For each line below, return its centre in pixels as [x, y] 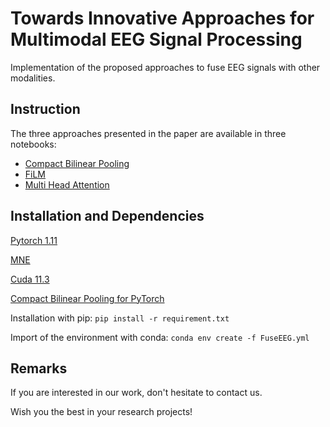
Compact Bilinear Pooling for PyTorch [87, 298]
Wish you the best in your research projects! [101, 412]
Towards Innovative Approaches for [162, 18]
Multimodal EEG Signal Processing [156, 39]
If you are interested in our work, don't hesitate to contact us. [136, 393]
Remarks [39, 368]
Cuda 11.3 [30, 279]
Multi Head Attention [67, 184]
